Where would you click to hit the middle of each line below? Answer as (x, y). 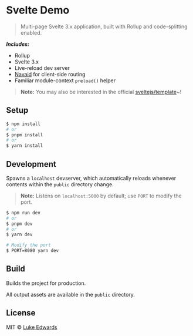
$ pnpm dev (19, 224)
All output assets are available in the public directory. (70, 294)
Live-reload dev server (42, 68)
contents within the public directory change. (60, 184)
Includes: (18, 44)
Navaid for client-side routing (50, 74)
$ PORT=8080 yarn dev (33, 251)
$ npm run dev (23, 213)
